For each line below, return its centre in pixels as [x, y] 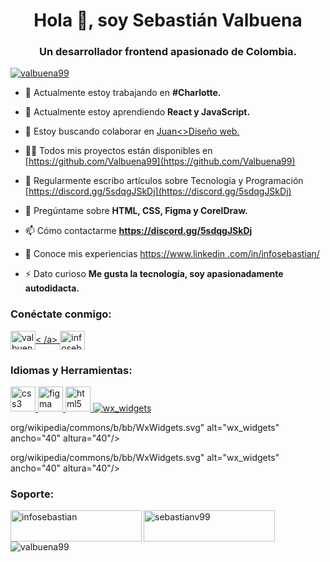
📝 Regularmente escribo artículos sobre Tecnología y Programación [164, 181]
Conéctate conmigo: [61, 314]
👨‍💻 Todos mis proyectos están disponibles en [118, 151]
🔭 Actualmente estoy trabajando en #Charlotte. [123, 93]
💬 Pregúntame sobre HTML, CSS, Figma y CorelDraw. [136, 211]
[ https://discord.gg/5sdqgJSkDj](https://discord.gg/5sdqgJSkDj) [158, 191]
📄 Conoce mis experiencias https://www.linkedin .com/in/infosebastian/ [172, 254]
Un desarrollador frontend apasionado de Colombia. [168, 52]
